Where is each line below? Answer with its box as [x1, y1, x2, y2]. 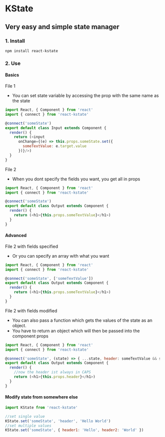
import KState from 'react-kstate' [5, 405, 78, 410]
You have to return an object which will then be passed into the [12, 328, 140, 334]
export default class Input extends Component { [5, 125, 107, 131]
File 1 [5, 83, 16, 89]
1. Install [5, 37, 26, 44]
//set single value [5, 414, 45, 419]
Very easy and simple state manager [5, 23, 119, 31]
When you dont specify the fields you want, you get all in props [12, 176, 140, 182]
